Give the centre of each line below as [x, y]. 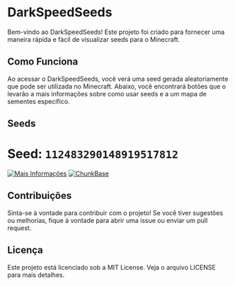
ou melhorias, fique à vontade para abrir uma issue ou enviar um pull [108, 220]
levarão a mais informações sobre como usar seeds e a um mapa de [107, 93]
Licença [25, 250]
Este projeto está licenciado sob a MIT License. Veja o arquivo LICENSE [111, 267]
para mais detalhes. [36, 275]
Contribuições [40, 196]
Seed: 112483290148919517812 [93, 154]
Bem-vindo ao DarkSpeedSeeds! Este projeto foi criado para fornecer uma [116, 32]
